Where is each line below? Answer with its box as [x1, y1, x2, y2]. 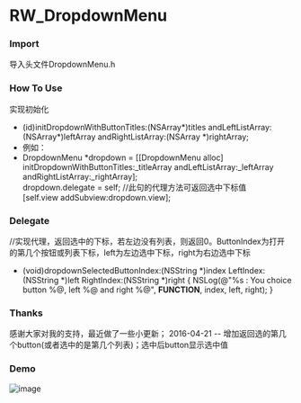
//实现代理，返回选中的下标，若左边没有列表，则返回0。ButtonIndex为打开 [9, 236, 286, 247]
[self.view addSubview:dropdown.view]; [22, 192, 172, 202]
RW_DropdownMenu [9, 5, 168, 26]
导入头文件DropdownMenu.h [9, 59, 116, 70]
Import [9, 38, 40, 50]
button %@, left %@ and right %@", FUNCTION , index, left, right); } [22, 284, 274, 295]
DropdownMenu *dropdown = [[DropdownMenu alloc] [22, 152, 224, 163]
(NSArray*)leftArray [22, 131, 96, 142]
